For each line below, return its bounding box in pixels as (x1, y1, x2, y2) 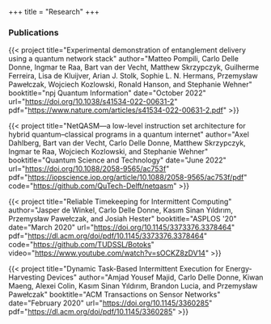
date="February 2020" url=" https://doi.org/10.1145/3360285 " (8, 298, 213, 308)
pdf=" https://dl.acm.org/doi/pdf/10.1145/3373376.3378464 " (8, 231, 208, 241)
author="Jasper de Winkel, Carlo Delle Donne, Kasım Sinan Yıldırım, (8, 205, 233, 215)
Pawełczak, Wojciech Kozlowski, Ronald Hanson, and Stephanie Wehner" (8, 80, 252, 90)
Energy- (225, 264, 252, 274)
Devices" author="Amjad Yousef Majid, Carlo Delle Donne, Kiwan (46, 272, 264, 282)
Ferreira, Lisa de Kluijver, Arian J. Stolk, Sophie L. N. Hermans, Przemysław (8, 71, 258, 81)
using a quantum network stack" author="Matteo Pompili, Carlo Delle (8, 54, 239, 64)
